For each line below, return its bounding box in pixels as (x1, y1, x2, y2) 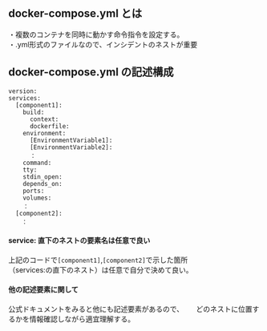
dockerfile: (29, 122, 70, 130)
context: (29, 115, 59, 123)
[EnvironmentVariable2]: (29, 143, 113, 151)
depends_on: (22, 180, 63, 188)
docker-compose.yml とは (8, 6, 143, 21)
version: (8, 87, 38, 95)
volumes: (22, 194, 52, 202)
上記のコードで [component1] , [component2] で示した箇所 (8, 255, 188, 264)
